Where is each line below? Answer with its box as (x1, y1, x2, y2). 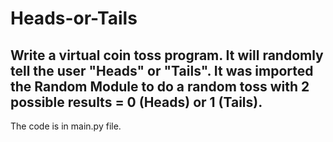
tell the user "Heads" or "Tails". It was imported (10, 62, 314, 79)
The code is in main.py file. (10, 120, 122, 132)
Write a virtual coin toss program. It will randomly (10, 47, 324, 64)
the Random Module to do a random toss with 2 (10, 78, 310, 95)
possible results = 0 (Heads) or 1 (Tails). (10, 93, 263, 111)
